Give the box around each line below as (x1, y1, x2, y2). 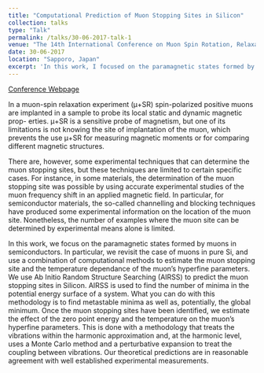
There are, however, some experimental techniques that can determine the (8, 157, 250, 166)
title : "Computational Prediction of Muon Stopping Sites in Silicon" (8, 11, 244, 20)
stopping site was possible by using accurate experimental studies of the (8, 182, 245, 191)
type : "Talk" (8, 26, 51, 34)
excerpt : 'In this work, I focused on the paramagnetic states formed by (8, 63, 255, 71)
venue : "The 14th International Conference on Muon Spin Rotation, (8, 41, 234, 49)
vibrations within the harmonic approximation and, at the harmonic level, (8, 331, 242, 340)
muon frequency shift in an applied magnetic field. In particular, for (8, 190, 224, 199)
